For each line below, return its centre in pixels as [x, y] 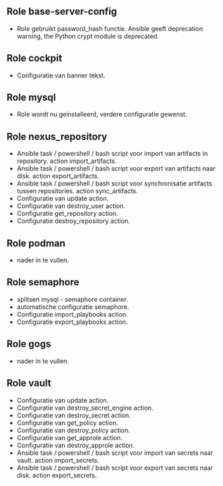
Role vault [29, 383]
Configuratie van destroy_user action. [71, 206]
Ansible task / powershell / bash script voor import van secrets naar [115, 452]
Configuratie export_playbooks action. [72, 322]
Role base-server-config [62, 12]
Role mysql [31, 98]
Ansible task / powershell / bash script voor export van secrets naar [115, 468]
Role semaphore [43, 283]
